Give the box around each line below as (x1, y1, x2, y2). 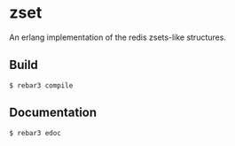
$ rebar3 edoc (9, 128, 62, 137)
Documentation (9, 105, 98, 120)
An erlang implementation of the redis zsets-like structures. (9, 32, 226, 42)
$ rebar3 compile (9, 81, 74, 90)
